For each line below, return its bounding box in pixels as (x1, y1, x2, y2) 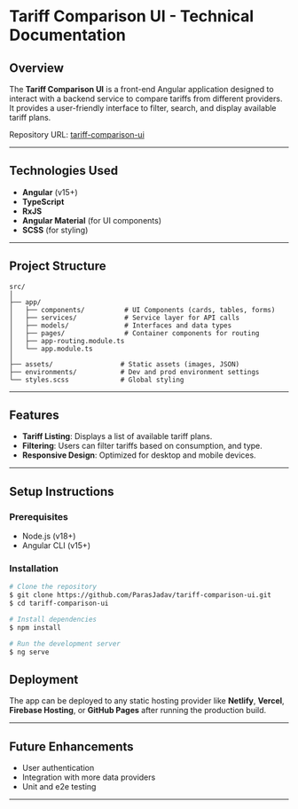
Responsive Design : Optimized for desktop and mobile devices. (21, 450, 256, 460)
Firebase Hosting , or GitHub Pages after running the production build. (9, 705, 267, 716)
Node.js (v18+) (21, 530, 76, 542)
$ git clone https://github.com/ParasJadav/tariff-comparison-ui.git (9, 591, 272, 600)
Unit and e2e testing (21, 782, 97, 792)
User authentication (21, 763, 95, 774)
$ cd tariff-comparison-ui (9, 599, 109, 609)
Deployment (9, 672, 79, 687)
